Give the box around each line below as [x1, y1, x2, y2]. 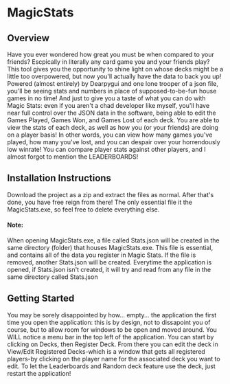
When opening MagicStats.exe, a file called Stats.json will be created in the [7, 236, 220, 245]
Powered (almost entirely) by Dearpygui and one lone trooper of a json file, [7, 80, 218, 87]
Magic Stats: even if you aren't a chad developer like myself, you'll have [7, 102, 210, 109]
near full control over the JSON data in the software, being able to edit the [7, 109, 216, 117]
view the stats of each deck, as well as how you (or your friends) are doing [7, 124, 218, 131]
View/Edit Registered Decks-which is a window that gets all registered [7, 347, 206, 355]
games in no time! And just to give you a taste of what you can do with [7, 94, 206, 102]
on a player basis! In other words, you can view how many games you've [7, 131, 213, 139]
